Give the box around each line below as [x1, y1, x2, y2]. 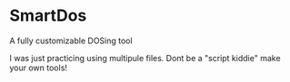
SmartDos [9, 5, 87, 26]
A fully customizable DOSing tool [9, 35, 134, 46]
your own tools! [9, 62, 68, 73]
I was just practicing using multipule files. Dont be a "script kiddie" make [9, 52, 281, 63]
